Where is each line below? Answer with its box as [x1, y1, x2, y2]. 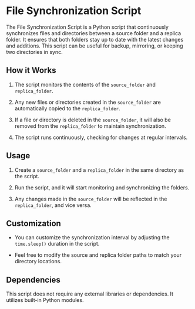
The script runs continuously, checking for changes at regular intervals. [14, 134, 188, 141]
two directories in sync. [6, 48, 63, 55]
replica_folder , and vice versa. [14, 201, 92, 209]
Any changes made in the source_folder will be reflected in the [14, 195, 167, 202]
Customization [6, 218, 62, 228]
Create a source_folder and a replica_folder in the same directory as [14, 166, 184, 174]
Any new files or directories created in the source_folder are [14, 99, 162, 106]
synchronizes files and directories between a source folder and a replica [6, 29, 181, 36]
